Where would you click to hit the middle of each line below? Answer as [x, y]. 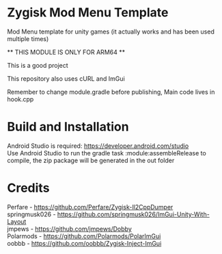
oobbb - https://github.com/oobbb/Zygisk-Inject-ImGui [84, 243]
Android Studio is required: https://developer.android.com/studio [98, 146]
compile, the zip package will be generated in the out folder [91, 160]
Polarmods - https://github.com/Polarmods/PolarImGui [84, 236]
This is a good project [38, 65]
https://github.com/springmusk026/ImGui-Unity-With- [133, 214]
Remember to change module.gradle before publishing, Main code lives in [111, 92]
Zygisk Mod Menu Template [88, 13]
